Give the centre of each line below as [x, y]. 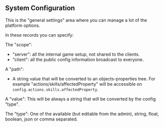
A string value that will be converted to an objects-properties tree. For [84, 78]
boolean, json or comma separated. [41, 119]
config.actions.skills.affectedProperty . [55, 89]
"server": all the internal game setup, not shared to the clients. [76, 54]
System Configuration [40, 8]
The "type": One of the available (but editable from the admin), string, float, [82, 114]
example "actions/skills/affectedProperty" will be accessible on [77, 84]
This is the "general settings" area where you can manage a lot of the [76, 20]
